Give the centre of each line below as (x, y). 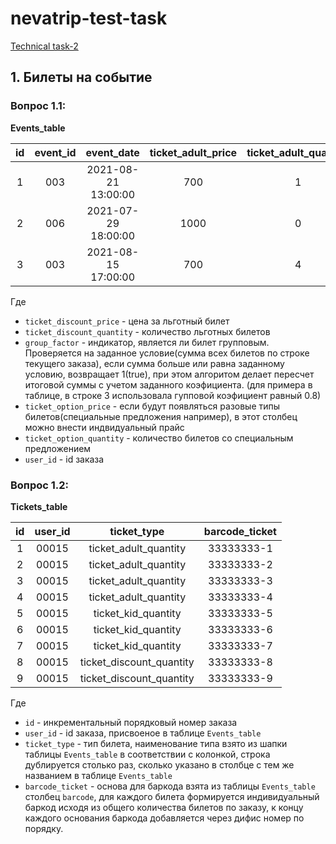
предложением (58, 448)
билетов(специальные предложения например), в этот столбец (161, 416)
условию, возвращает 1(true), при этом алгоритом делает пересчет (169, 374)
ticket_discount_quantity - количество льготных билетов (147, 331)
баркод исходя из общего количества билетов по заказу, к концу (164, 807)
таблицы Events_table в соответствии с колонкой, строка (147, 754)
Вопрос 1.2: (40, 485)
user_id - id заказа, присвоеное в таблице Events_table (143, 733)
